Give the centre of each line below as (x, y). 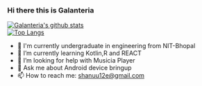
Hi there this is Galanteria (51, 10)
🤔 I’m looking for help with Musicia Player (76, 61)
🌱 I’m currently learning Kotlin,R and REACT (79, 53)
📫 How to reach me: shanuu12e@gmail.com (81, 76)
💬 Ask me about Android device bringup (74, 68)
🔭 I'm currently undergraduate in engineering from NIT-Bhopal (106, 46)
